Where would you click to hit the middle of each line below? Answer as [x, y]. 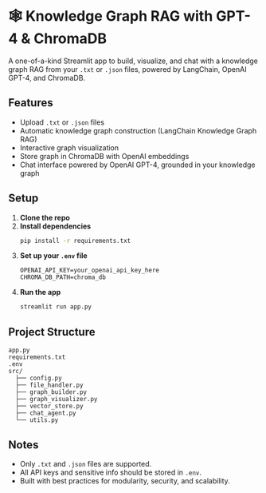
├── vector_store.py [49, 406]
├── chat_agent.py [46, 413]
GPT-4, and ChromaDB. [47, 78]
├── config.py [39, 378]
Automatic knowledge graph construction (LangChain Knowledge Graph [138, 130]
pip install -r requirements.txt [75, 241]
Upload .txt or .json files [62, 122]
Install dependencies [55, 226]
